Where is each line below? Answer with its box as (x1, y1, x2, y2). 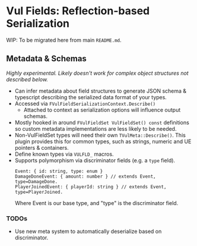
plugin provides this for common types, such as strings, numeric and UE (14, 138, 192, 145)
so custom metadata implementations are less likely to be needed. (14, 125, 177, 132)
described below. (6, 75, 49, 83)
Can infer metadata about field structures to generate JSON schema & (14, 87, 187, 94)
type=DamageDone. (14, 178, 58, 185)
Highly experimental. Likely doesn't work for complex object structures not (6, 70, 189, 77)
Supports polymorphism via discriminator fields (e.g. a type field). (14, 156, 176, 164)
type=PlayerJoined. (14, 189, 63, 195)
